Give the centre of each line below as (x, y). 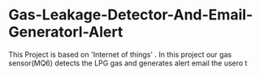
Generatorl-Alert (66, 32)
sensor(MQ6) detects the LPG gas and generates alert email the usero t (128, 63)
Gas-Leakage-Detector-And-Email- (131, 15)
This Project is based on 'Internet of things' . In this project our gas (120, 54)
